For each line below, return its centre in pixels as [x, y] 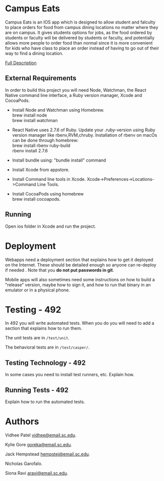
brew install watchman [35, 120]
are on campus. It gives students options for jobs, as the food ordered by [79, 32]
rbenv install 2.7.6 [30, 150]
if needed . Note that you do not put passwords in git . [59, 270]
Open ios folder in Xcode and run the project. [51, 226]
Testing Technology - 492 [45, 363]
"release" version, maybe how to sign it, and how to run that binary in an [78, 285]
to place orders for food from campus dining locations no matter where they [82, 27]
